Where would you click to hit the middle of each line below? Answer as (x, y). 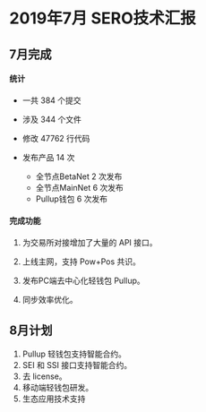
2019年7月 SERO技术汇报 (103, 18)
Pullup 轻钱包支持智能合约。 (74, 354)
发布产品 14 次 (48, 157)
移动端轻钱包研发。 (58, 387)
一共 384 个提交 (52, 100)
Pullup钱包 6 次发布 (72, 199)
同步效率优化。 (50, 299)
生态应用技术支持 (54, 399)
